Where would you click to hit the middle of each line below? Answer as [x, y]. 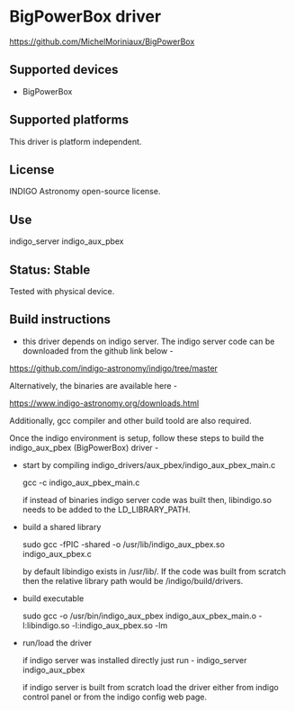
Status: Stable [50, 270]
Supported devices [64, 70]
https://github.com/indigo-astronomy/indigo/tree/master [114, 368]
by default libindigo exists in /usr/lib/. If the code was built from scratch [154, 571]
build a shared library [62, 526]
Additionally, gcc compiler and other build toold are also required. [130, 420]
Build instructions [60, 320]
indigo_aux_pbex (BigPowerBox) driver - [84, 447]
